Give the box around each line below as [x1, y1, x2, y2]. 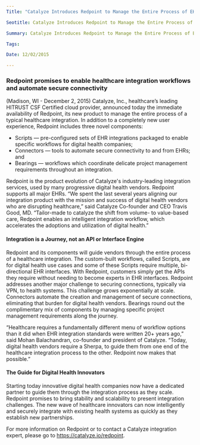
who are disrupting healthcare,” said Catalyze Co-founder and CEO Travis [6, 203, 187, 210]
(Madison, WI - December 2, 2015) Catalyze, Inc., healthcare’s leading [6, 98, 178, 105]
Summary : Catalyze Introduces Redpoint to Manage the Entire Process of [6, 30, 190, 36]
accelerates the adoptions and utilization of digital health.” [6, 222, 149, 229]
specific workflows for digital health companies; [14, 141, 133, 148]
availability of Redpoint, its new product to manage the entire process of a [6, 110, 187, 117]
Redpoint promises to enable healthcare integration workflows [6, 77, 191, 85]
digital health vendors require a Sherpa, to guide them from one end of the [6, 343, 189, 350]
